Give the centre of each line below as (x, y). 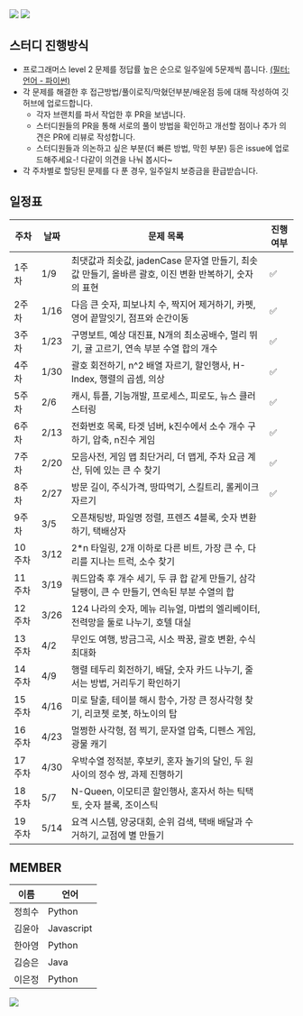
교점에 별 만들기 (133, 835)
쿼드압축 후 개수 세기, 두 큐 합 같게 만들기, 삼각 (163, 578)
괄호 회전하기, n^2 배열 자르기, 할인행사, (151, 365)
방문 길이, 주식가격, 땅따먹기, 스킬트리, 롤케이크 (165, 487)
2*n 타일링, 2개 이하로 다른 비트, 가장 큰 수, (158, 547)
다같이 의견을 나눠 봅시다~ (127, 159)
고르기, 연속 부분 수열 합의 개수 (156, 348)
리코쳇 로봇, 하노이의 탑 (131, 713)
